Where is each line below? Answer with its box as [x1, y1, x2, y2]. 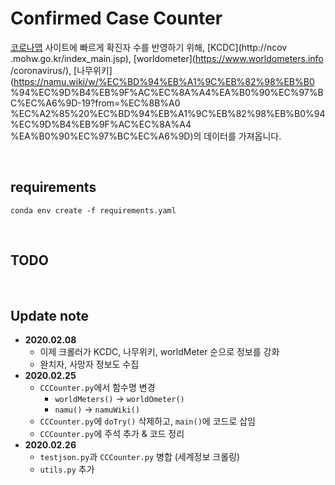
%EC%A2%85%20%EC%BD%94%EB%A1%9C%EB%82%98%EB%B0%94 [10, 107, 326, 119]
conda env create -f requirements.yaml [10, 205, 177, 216]
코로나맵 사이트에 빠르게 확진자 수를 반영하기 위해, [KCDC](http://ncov [10, 41, 288, 53]
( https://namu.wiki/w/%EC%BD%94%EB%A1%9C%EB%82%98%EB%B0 [10, 75, 315, 87]
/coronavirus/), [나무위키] [10, 64, 113, 76]
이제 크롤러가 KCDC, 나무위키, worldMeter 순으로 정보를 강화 [39, 346, 280, 358]
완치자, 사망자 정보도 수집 [39, 358, 140, 371]
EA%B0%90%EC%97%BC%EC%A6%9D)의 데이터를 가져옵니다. [18, 130, 282, 142]
